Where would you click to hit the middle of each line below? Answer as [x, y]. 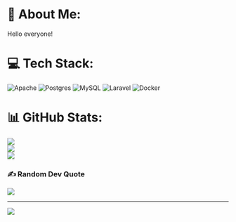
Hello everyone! [30, 34]
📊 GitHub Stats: [55, 118]
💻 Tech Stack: [51, 64]
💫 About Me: [44, 14]
